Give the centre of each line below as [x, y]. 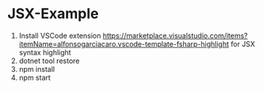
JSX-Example [53, 14]
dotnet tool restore [49, 61]
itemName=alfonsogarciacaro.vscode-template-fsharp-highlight [124, 43]
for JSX [242, 43]
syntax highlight [45, 52]
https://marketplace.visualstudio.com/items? [175, 36]
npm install [37, 69]
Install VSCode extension [60, 36]
